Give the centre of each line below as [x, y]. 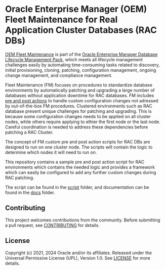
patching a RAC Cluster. [29, 132]
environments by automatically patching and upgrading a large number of [80, 90]
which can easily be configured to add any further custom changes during [81, 172]
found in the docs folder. [30, 192]
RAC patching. [20, 178]
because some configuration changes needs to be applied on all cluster [78, 116]
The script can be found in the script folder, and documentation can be [77, 187]
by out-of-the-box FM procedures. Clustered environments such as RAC [79, 106]
